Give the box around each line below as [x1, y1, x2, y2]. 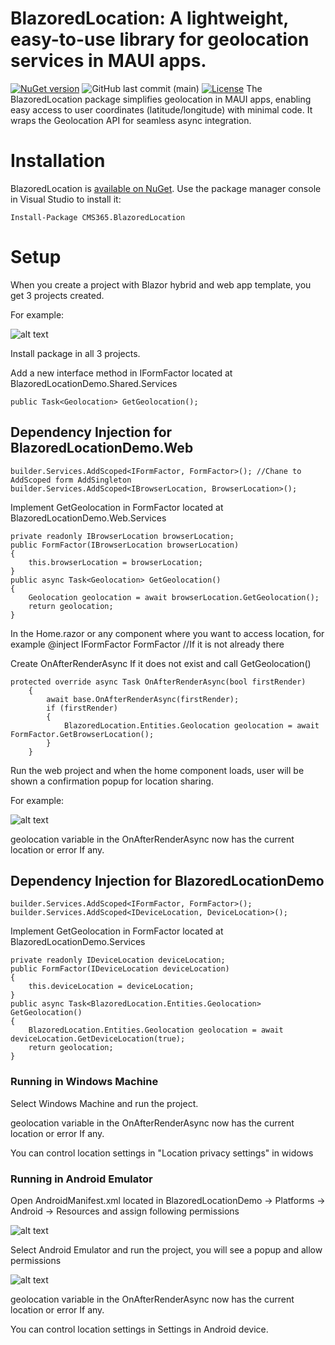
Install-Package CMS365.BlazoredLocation [10, 212, 186, 222]
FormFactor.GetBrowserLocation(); [10, 729, 155, 739]
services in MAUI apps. [10, 50, 207, 72]
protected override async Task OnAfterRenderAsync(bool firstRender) [10, 677, 307, 687]
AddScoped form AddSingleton [10, 475, 132, 485]
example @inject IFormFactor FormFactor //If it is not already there [10, 638, 285, 650]
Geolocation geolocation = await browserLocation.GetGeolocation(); [28, 592, 320, 602]
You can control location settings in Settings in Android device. [10, 1323, 269, 1336]
